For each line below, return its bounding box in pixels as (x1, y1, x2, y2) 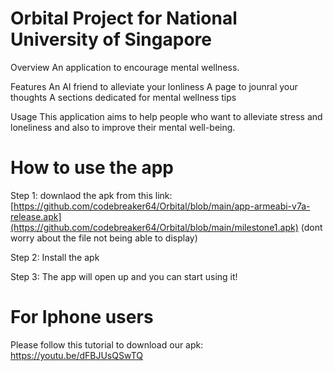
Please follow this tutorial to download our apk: (10, 338, 204, 351)
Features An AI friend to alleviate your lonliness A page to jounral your (10, 80, 298, 92)
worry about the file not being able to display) (10, 232, 198, 244)
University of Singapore (10, 28, 212, 51)
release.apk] (10, 210, 62, 222)
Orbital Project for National (10, 7, 238, 30)
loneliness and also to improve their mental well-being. (10, 121, 236, 133)
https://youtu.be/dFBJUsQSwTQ (10, 349, 144, 361)
